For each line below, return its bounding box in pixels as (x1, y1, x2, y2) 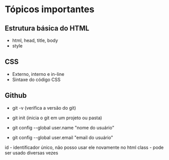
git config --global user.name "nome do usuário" (12, 124, 115, 130)
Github (5, 91, 27, 100)
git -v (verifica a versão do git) (12, 104, 76, 111)
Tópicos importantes (5, 4, 95, 15)
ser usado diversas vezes (5, 149, 59, 156)
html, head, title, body (12, 37, 58, 43)
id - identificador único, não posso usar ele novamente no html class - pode (5, 144, 164, 150)
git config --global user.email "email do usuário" (12, 134, 114, 141)
